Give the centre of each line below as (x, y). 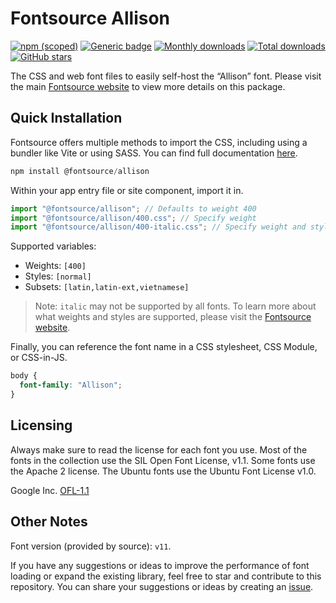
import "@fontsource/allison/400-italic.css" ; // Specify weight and (158, 227)
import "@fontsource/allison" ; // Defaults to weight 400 (133, 208)
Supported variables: (53, 246)
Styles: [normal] (58, 276)
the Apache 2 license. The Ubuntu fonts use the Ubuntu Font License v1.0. (163, 471)
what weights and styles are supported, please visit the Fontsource (173, 317)
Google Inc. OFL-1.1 (50, 490)
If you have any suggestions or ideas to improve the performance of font (160, 565)
